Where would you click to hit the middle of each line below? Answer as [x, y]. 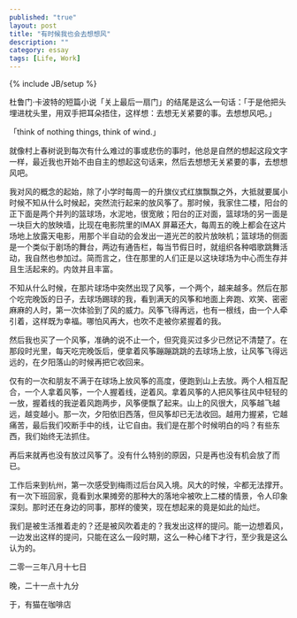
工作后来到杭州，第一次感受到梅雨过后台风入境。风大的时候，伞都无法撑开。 [148, 485]
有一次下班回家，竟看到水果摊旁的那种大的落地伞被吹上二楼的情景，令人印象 [148, 496]
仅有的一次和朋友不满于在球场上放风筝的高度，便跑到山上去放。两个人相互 [145, 381]
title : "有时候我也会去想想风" [60, 34]
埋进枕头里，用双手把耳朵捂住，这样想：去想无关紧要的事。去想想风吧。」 [143, 113]
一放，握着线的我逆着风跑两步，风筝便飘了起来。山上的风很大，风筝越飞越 [145, 403]
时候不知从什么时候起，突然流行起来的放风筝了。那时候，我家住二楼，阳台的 [148, 203]
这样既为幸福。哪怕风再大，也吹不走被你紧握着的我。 [129, 321]
